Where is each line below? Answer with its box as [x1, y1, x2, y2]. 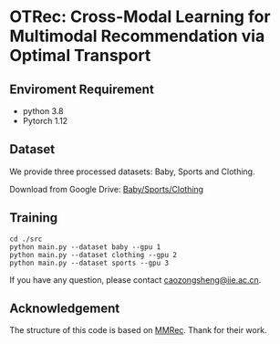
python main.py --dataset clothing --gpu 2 [9, 250, 178, 259]
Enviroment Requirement [9, 81, 155, 97]
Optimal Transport [9, 46, 151, 66]
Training [9, 210, 58, 225]
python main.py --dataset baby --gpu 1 [9, 242, 161, 252]
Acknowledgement [9, 301, 120, 317]
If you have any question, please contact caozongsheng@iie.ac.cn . [9, 274, 262, 285]
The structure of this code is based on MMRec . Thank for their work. [9, 325, 267, 336]
